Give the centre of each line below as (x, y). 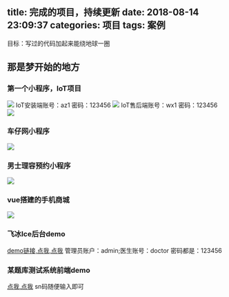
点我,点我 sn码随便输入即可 (46, 286)
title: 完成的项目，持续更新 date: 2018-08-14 (103, 12)
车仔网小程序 (29, 131)
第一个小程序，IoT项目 (44, 88)
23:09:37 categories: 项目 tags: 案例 (86, 25)
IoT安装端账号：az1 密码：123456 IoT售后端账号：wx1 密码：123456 (117, 105)
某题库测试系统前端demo (49, 270)
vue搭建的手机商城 (39, 200)
